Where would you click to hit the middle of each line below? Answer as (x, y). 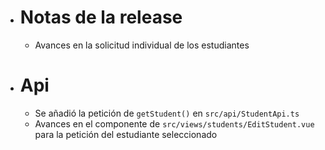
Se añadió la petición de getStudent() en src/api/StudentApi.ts (167, 113)
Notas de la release (101, 17)
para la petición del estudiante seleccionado (126, 134)
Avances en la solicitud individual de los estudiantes (142, 45)
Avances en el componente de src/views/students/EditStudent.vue (174, 123)
